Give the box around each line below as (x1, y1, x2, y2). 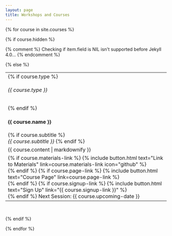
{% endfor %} (5, 225, 35, 231)
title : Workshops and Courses (5, 12, 70, 17)
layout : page (5, 7, 33, 13)
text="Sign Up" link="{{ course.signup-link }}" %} (8, 186, 127, 193)
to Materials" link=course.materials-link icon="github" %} (8, 160, 147, 168)
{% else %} (5, 61, 30, 67)
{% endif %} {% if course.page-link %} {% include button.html (8, 167, 158, 174)
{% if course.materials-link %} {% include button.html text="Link (8, 154, 163, 161)
